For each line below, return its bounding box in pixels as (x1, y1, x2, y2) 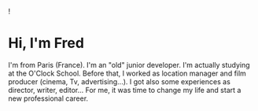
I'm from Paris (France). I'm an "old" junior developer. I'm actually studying (8, 60, 250, 69)
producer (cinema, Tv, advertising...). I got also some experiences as (8, 76, 230, 86)
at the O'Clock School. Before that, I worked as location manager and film (8, 68, 246, 78)
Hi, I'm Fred (8, 35, 85, 52)
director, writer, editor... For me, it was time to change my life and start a (8, 85, 241, 94)
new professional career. (8, 94, 89, 103)
